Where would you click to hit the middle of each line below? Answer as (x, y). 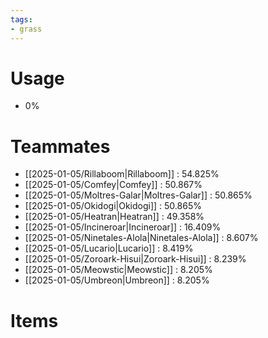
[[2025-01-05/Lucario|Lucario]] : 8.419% (109, 248)
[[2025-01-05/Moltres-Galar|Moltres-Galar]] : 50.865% (138, 195)
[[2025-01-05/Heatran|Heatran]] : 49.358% (114, 217)
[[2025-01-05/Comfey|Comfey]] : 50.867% (113, 185)
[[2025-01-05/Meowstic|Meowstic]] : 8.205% (118, 270)
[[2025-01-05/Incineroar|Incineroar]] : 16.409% (123, 227)
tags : (21, 19)
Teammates (60, 146)
